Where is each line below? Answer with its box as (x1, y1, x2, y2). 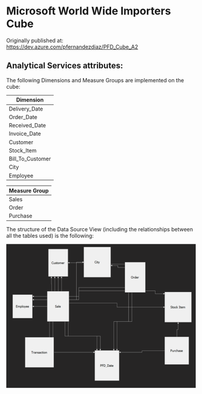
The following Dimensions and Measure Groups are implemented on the (6, 76, 185, 83)
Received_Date (8, 122, 46, 129)
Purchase (8, 212, 32, 220)
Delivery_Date (8, 105, 43, 112)
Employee (8, 172, 34, 179)
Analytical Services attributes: (6, 61, 123, 71)
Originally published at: (6, 37, 64, 44)
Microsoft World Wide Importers (6, 4, 171, 18)
